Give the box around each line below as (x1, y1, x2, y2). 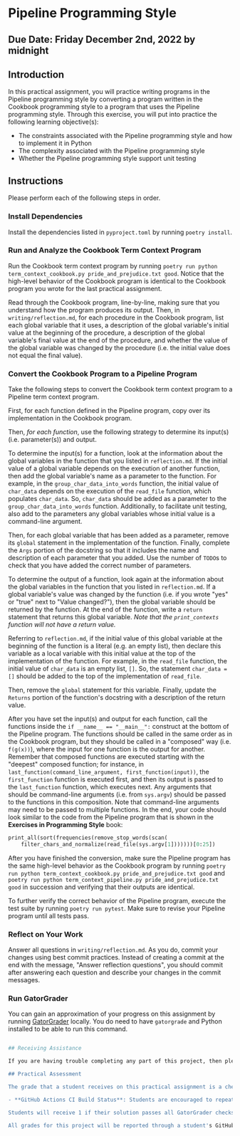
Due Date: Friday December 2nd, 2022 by (8, 33, 196, 46)
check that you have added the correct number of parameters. (8, 561, 192, 570)
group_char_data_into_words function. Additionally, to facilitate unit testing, (8, 502, 227, 510)
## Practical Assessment (8, 1071, 82, 1078)
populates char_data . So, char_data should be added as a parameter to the (8, 495, 227, 503)
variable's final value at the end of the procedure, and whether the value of (8, 336, 228, 345)
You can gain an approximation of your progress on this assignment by (8, 1009, 216, 1019)
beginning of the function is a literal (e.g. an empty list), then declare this (8, 642, 221, 651)
